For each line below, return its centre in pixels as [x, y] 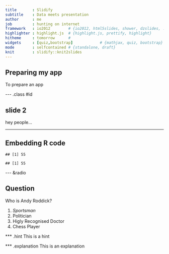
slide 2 [16, 110]
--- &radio [16, 172]
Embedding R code [35, 143]
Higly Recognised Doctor [38, 221]
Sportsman [24, 210]
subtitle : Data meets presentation [47, 15]
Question [20, 189]
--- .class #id [19, 94]
